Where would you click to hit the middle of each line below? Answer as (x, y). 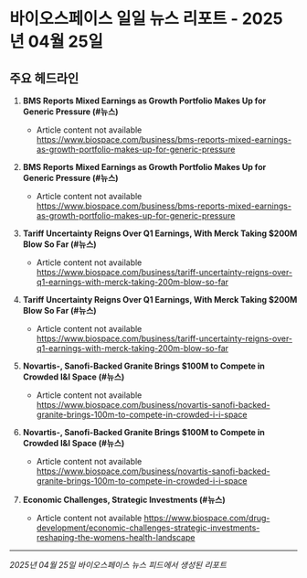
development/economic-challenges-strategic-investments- (148, 528)
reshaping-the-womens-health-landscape (116, 537)
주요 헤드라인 (44, 78)
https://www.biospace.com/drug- (207, 518)
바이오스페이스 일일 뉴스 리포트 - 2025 (146, 19)
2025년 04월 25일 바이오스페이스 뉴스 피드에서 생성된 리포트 (118, 565)
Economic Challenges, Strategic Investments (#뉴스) (124, 500)
